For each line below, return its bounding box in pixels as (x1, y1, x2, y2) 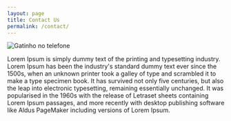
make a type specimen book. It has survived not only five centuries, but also (7, 77, 224, 85)
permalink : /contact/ (7, 23, 70, 30)
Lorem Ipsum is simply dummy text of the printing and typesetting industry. (7, 55, 221, 63)
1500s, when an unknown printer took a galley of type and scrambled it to (7, 69, 217, 78)
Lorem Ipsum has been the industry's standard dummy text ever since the (7, 63, 217, 71)
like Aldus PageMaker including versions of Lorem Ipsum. (7, 106, 170, 114)
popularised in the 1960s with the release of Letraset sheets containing (7, 91, 209, 100)
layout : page (7, 10, 45, 17)
